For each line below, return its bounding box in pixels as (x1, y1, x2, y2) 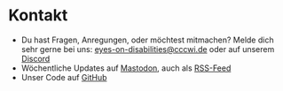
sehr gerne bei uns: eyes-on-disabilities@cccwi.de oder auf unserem (20, 43, 275, 54)
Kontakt (8, 5, 68, 26)
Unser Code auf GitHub (20, 72, 107, 82)
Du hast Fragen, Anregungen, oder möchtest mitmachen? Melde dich (20, 34, 274, 45)
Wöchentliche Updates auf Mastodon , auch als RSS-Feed (20, 63, 232, 73)
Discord (20, 53, 51, 64)
